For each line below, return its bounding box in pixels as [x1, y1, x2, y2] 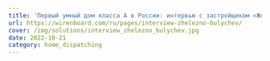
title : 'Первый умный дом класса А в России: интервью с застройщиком [8, 11, 250, 20]
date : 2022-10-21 [8, 33, 67, 42]
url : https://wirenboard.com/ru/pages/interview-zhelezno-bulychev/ [8, 19, 243, 27]
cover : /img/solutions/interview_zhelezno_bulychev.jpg [8, 26, 199, 34]
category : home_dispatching [8, 41, 103, 49]
